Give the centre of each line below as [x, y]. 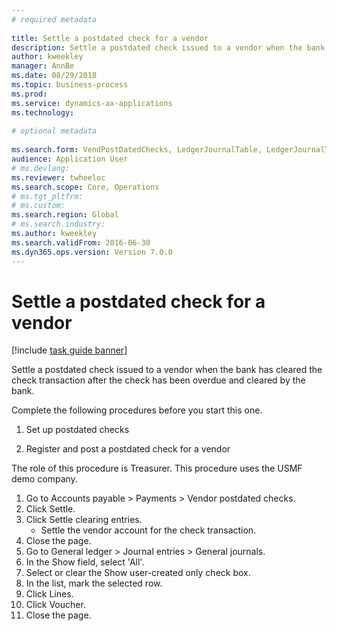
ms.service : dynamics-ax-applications [92, 103]
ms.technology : [43, 112]
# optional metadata [54, 131]
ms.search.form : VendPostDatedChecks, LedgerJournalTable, [137, 150]
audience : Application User [70, 159]
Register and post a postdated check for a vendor [128, 449]
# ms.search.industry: [58, 224]
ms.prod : [29, 94]
